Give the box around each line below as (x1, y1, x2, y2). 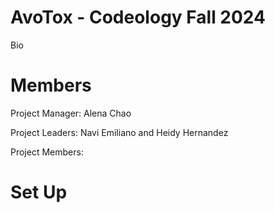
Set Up (10, 181, 68, 204)
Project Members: (10, 146, 84, 158)
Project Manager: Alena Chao (10, 107, 132, 119)
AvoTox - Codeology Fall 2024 (10, 6, 266, 29)
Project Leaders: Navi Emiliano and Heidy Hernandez (10, 126, 229, 138)
